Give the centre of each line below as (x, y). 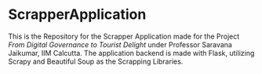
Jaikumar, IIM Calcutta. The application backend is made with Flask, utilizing (131, 53)
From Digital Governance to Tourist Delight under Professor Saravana (120, 44)
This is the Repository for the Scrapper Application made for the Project (124, 36)
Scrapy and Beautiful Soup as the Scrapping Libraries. (96, 61)
